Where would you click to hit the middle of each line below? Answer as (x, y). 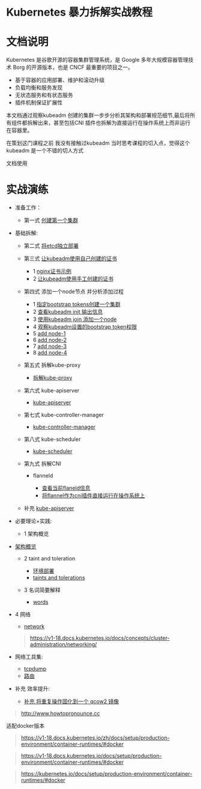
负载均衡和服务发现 (39, 88)
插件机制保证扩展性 (39, 103)
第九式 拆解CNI (43, 464)
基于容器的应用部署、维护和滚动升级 (60, 80)
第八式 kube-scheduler (52, 439)
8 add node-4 (50, 353)
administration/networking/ (63, 644)
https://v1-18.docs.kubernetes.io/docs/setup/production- (91, 756)
